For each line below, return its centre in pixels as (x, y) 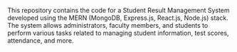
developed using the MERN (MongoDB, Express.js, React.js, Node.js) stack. (118, 18)
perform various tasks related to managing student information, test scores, (118, 33)
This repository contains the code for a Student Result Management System (118, 10)
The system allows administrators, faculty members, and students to (108, 25)
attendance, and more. (41, 41)
